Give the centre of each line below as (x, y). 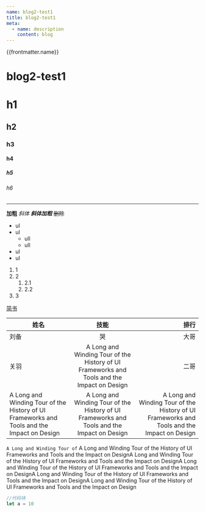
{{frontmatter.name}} (33, 52)
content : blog (35, 35)
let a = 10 (20, 503)
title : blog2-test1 (31, 18)
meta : (13, 23)
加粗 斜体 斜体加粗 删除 (35, 213)
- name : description (38, 29)
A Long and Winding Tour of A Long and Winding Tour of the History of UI (99, 448)
